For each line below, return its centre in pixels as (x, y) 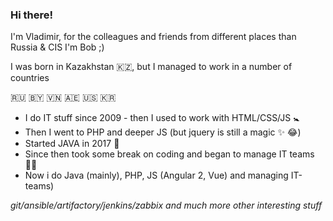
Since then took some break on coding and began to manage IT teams (169, 154)
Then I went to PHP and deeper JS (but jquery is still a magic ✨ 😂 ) (163, 132)
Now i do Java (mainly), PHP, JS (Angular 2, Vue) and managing (156, 175)
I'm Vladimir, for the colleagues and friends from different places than (153, 37)
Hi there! (32, 15)
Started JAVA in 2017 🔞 (72, 144)
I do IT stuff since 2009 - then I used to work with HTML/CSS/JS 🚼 (162, 118)
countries (30, 78)
